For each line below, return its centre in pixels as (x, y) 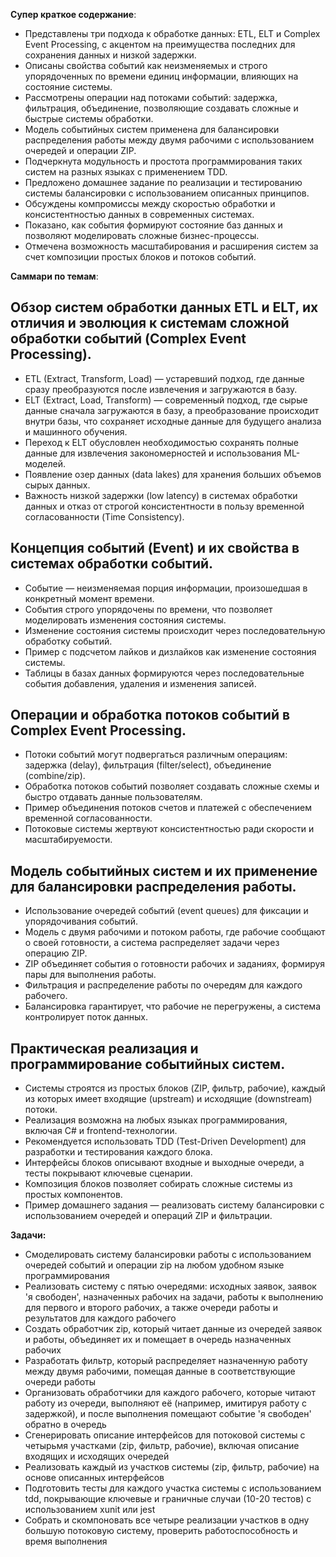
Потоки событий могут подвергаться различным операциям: (156, 755)
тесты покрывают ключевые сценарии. (108, 1173)
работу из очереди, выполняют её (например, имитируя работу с (166, 1403)
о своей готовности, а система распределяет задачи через (152, 943)
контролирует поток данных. (86, 1017)
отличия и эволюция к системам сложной (150, 323)
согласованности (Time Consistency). (104, 516)
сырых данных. (57, 485)
